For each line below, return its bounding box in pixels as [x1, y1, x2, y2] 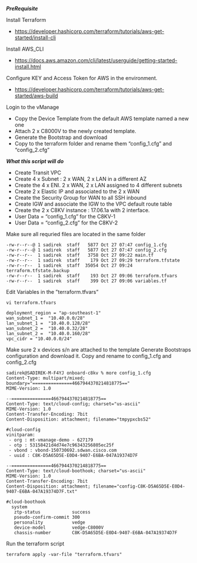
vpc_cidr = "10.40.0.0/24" [6, 336, 72, 342]
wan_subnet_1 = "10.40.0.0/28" [6, 315, 85, 321]
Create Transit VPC [14, 169, 62, 176]
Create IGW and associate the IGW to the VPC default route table [14, 200, 172, 207]
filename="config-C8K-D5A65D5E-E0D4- [93, 483, 185, 489]
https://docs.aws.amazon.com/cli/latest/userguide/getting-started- [14, 57, 178, 64]
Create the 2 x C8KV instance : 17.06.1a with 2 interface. [14, 207, 150, 214]
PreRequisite [6, 5, 38, 12]
